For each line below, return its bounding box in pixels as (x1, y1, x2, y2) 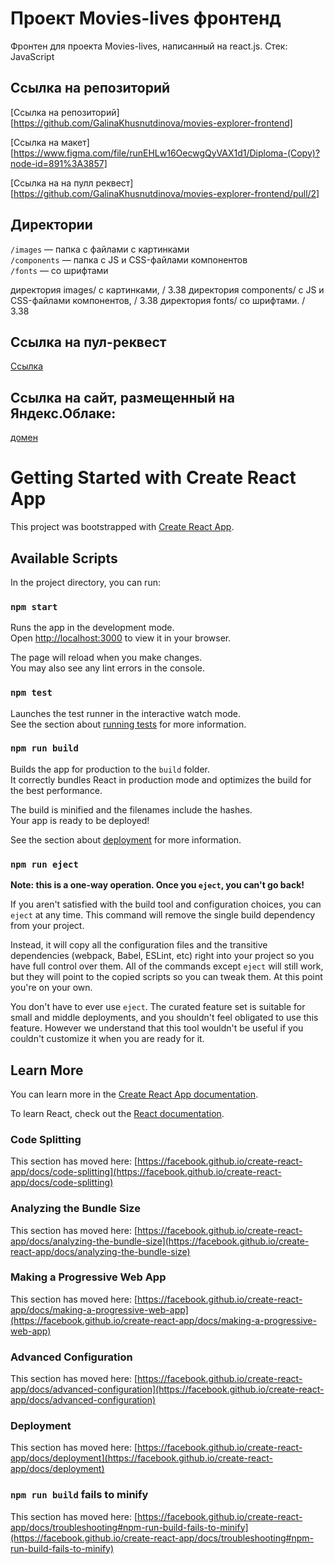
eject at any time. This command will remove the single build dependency (10, 909, 316, 921)
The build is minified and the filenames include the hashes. (10, 803, 253, 816)
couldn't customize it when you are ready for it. (10, 1033, 205, 1045)
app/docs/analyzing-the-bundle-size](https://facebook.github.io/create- (10, 1235, 310, 1247)
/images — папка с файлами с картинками (10, 243, 190, 255)
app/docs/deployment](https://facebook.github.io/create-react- (10, 1452, 273, 1464)
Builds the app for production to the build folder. (10, 763, 211, 775)
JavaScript (10, 50, 55, 62)
